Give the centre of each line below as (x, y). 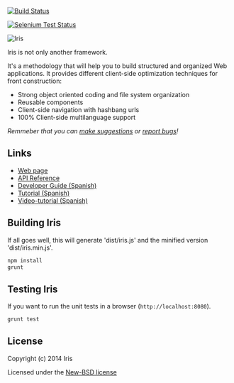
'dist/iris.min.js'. (30, 248)
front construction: (35, 81)
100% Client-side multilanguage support (77, 117)
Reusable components (50, 102)
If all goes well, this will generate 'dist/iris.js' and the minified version (108, 240)
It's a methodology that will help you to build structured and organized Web (117, 66)
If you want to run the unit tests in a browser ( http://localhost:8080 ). (109, 306)
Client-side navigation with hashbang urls (78, 110)
